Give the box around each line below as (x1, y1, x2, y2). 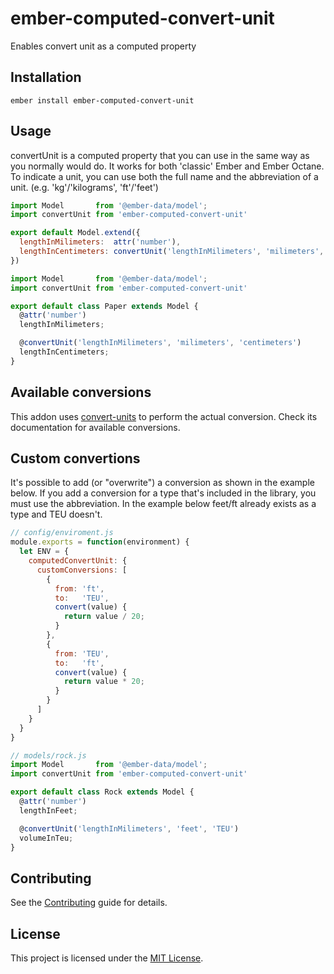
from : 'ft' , (54, 583, 105, 594)
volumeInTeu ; (19, 833, 74, 843)
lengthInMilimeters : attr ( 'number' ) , (19, 237, 182, 247)
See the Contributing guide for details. (10, 897, 168, 909)
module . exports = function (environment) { (10, 537, 190, 547)
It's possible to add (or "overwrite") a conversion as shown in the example (10, 477, 315, 489)
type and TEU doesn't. (10, 508, 103, 521)
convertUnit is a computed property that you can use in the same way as (10, 149, 310, 161)
